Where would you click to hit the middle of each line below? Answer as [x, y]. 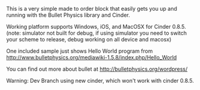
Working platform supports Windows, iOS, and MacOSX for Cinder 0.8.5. [96, 27]
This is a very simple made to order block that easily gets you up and [92, 9]
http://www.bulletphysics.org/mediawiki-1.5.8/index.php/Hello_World [92, 57]
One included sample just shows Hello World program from [80, 51]
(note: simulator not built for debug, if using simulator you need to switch [97, 33]
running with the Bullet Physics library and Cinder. [68, 15]
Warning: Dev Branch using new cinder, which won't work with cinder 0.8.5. [100, 81]
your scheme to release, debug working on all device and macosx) [89, 39]
